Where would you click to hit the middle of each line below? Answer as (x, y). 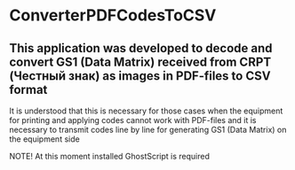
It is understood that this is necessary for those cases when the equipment (146, 111)
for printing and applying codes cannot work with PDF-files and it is (133, 120)
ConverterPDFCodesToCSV (113, 15)
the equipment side (44, 139)
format (28, 89)
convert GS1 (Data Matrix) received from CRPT (140, 62)
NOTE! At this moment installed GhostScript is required (110, 156)
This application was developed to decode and (141, 48)
